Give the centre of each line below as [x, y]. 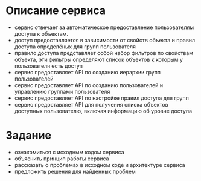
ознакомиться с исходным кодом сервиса [69, 152]
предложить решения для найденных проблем [75, 171]
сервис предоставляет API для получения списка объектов [91, 104]
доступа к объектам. [41, 33]
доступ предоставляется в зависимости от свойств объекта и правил [105, 40]
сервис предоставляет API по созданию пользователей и [89, 85]
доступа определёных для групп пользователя [75, 47]
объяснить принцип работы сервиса [62, 159]
